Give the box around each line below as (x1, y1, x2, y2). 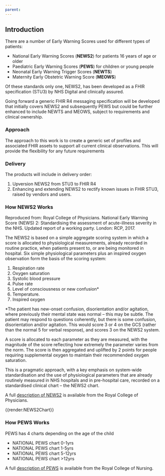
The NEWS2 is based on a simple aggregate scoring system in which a (5, 235, 149, 241)
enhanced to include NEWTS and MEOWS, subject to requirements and (5, 109, 150, 115)
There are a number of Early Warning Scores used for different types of (5, 38, 150, 44)
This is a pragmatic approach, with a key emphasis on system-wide (5, 367, 142, 373)
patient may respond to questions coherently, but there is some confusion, (5, 317, 157, 323)
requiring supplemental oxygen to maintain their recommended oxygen (5, 352, 149, 358)
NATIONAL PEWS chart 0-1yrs (12, 440, 74, 446)
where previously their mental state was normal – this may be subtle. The (5, 311, 154, 317)
